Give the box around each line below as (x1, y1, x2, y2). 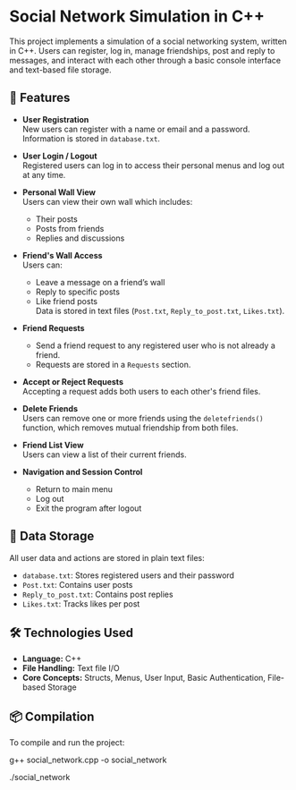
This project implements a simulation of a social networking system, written (9, 36, 288, 47)
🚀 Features (9, 90, 71, 106)
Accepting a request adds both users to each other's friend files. (21, 386, 261, 396)
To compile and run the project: (9, 737, 125, 748)
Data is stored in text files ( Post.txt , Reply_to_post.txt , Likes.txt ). (35, 305, 285, 316)
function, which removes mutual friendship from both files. (21, 422, 239, 433)
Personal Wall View (21, 186, 97, 198)
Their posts (35, 213, 78, 225)
